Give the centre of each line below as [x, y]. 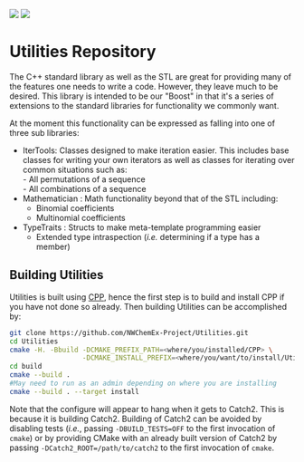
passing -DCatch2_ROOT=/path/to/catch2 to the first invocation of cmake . [142, 448]
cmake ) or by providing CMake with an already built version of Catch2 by [143, 438]
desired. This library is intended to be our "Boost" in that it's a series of [142, 96]
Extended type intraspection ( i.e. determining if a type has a [148, 236]
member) [53, 246]
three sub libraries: [44, 132]
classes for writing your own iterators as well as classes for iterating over [158, 159]
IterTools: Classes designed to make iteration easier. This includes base [156, 150]
